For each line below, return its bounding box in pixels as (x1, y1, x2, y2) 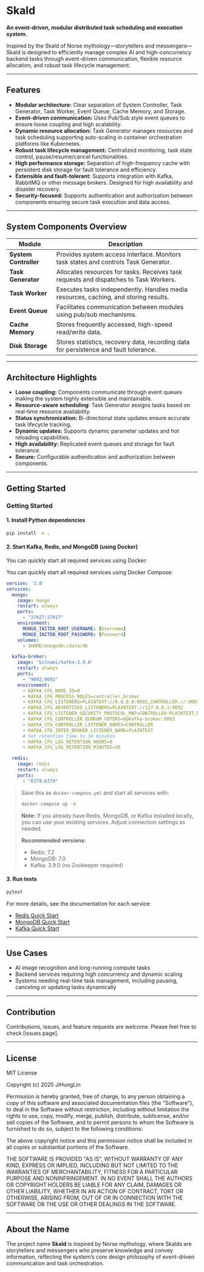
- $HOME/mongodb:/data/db (22, 642, 88, 649)
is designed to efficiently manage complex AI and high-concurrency (21, 48, 192, 55)
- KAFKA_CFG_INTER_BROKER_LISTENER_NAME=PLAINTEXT (22, 727, 154, 733)
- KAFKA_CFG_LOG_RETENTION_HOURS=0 (22, 739, 113, 745)
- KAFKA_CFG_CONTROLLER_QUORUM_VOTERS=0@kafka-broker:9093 (22, 716, 175, 722)
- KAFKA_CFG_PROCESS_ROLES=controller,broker (22, 693, 140, 700)
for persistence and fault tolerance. (56, 345, 157, 354)
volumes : (17, 637, 39, 643)
